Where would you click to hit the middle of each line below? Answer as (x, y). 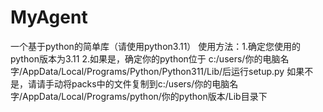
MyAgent (49, 17)
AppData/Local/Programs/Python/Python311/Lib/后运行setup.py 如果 (163, 71)
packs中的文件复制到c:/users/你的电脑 (150, 83)
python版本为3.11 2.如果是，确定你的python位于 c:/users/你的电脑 (145, 58)
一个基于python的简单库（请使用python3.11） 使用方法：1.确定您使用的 (156, 46)
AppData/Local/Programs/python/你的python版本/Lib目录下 (145, 96)
